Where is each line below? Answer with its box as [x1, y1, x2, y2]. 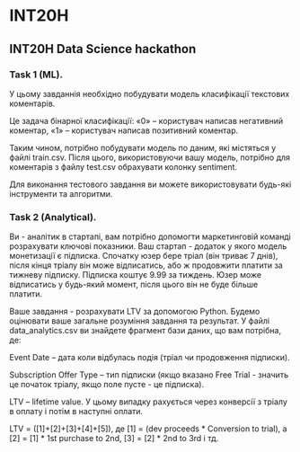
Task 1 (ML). [9, 68, 63, 81]
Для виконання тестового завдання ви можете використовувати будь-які [9, 179, 292, 190]
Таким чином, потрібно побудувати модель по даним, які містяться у [9, 142, 277, 153]
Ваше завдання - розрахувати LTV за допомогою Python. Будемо [9, 306, 260, 317]
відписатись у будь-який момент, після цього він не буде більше [9, 279, 259, 290]
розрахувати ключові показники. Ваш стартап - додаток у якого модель [9, 241, 287, 252]
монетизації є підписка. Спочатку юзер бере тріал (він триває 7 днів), [9, 251, 278, 261]
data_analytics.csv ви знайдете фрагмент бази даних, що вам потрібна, [9, 325, 281, 336]
